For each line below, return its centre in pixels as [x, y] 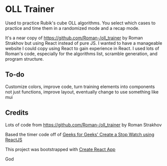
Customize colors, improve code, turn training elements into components [80, 86]
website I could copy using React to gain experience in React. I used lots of [82, 48]
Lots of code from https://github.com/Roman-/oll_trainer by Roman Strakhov [83, 125]
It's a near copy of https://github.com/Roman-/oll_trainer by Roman [74, 38]
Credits [17, 113]
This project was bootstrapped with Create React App [60, 149]
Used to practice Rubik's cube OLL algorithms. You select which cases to [81, 23]
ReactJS [14, 140]
